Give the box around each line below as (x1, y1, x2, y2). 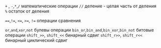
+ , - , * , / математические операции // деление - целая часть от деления (5, 3, 157, 9)
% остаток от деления (5, 8, 49, 14)
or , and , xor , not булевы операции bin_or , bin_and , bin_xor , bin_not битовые (5, 27, 154, 32)
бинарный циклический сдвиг (5, 37, 68, 43)
